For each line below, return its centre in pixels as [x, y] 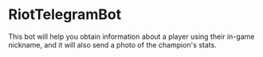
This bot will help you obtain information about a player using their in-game [131, 36]
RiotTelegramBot [65, 15]
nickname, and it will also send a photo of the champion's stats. [112, 44]
